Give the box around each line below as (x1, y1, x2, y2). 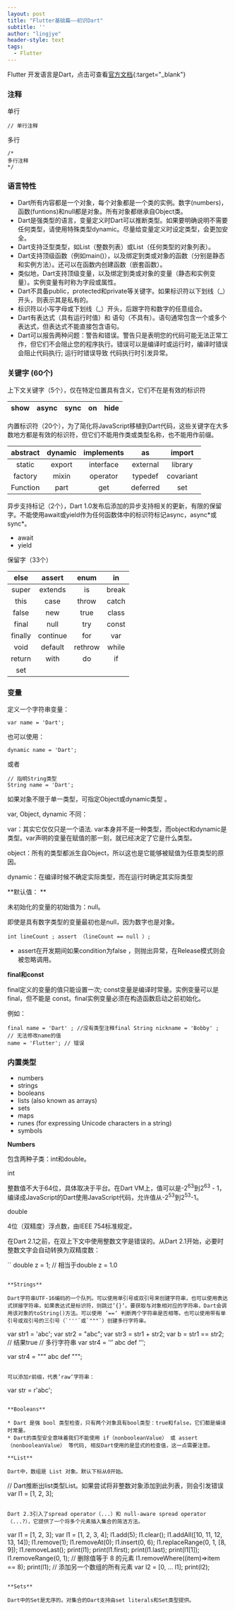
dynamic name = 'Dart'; (7, 747, 78, 754)
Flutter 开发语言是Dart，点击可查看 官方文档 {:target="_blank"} (7, 70, 186, 79)
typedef (132, 471, 159, 481)
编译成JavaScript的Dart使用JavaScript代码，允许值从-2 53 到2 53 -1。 (7, 1192, 203, 1201)
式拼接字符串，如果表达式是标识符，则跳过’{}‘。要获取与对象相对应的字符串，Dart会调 (7, 1302, 227, 1309)
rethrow (73, 642, 100, 651)
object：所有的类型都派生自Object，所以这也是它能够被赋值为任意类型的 (7, 849, 218, 857)
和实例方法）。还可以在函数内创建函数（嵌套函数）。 (17, 260, 167, 269)
